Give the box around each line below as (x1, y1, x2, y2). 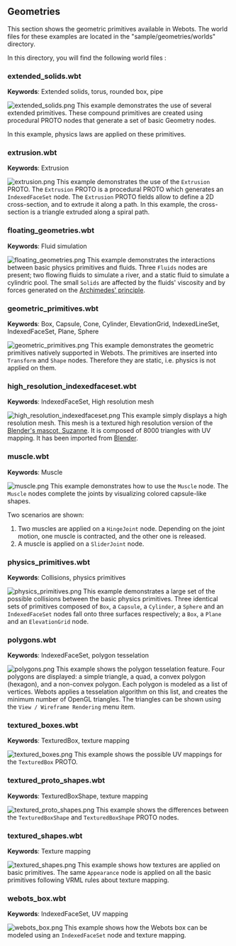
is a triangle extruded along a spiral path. (30, 208, 150, 216)
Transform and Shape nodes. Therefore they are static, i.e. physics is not (7, 356, 216, 365)
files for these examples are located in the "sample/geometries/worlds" (7, 32, 216, 41)
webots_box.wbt (7, 893, 67, 903)
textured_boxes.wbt (7, 721, 79, 731)
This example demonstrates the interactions (87, 255, 215, 264)
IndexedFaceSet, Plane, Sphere (7, 327, 99, 335)
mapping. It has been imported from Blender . (7, 434, 138, 443)
